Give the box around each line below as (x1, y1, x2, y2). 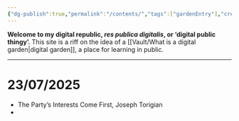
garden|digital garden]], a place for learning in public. (7, 45, 164, 53)
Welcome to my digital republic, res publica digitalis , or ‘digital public (7, 30, 216, 38)
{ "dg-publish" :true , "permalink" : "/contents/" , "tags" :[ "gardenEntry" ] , (7, 10, 221, 18)
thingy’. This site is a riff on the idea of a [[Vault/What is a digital (7, 37, 196, 46)
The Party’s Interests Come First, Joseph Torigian (17, 100, 163, 109)
